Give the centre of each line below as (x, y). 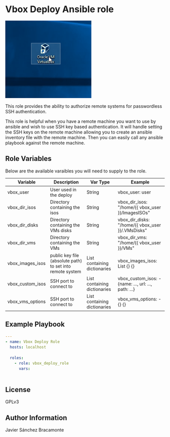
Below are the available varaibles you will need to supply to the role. (76, 171)
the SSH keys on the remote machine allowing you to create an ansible (79, 132)
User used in (63, 189)
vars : (24, 368)
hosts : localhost (28, 347)
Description (66, 182)
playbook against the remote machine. (45, 143)
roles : (17, 358)
